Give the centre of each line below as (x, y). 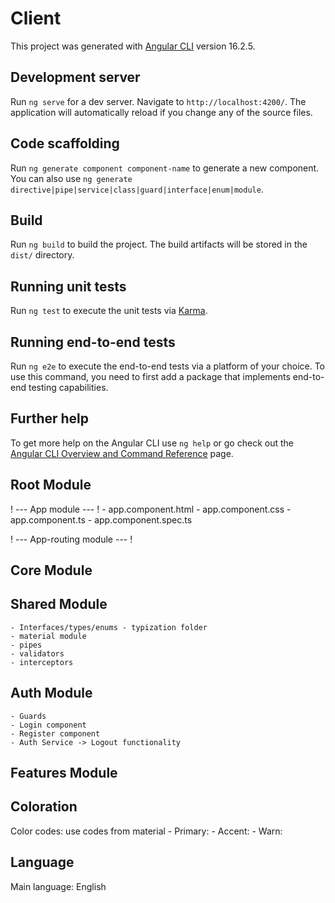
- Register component (55, 733)
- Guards (28, 716)
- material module (48, 636)
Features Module (64, 773)
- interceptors (42, 662)
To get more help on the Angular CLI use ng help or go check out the (152, 443)
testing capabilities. (68, 387)
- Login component (48, 725)
